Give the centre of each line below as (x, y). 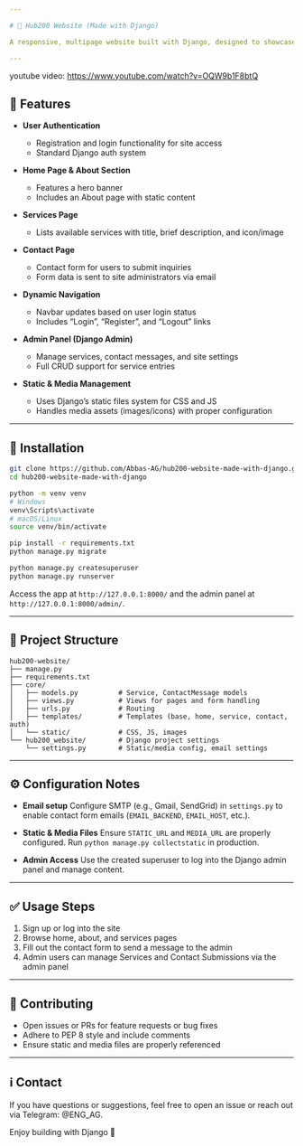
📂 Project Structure (64, 640)
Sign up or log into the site (71, 928)
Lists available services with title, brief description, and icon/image (160, 232)
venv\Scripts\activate (52, 510)
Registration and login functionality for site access (129, 143)
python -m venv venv (48, 493)
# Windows (28, 502)
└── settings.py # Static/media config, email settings (147, 748)
